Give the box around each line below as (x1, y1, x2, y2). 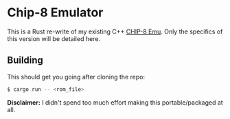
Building (7, 55, 43, 66)
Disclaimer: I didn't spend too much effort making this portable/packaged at (7, 98, 223, 107)
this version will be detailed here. (7, 34, 101, 42)
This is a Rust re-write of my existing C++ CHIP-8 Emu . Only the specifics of (7, 27, 223, 36)
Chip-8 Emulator (7, 5, 104, 21)
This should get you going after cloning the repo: (7, 72, 146, 81)
